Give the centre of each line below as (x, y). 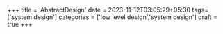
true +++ (20, 24)
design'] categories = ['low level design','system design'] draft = (125, 17)
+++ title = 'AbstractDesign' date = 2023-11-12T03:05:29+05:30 (99, 10)
